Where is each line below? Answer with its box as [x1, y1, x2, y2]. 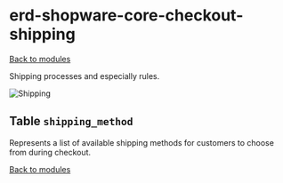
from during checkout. [9, 147, 92, 157]
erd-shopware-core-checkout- [9, 5, 244, 26]
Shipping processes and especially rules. [9, 70, 160, 81]
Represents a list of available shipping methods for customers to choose [9, 137, 274, 147]
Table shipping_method [9, 114, 133, 129]
